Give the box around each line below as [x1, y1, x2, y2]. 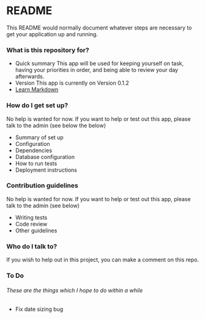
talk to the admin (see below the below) [6, 121, 106, 129]
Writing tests [15, 213, 48, 221]
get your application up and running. [6, 30, 98, 37]
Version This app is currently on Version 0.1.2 [15, 79, 130, 86]
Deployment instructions [15, 166, 78, 174]
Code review [15, 220, 48, 228]
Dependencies [15, 147, 53, 154]
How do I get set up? [6, 101, 69, 110]
